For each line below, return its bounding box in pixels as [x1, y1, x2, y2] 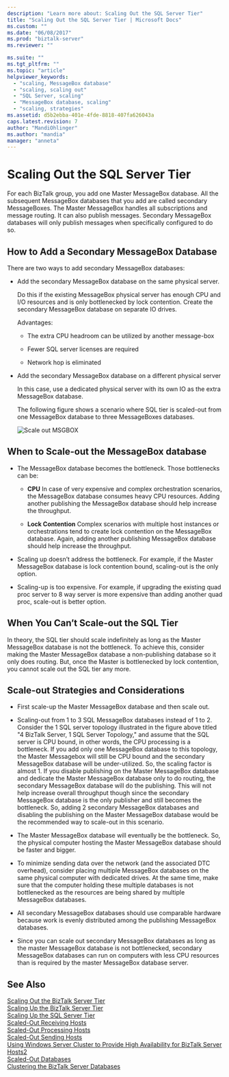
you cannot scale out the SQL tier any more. [7, 665, 131, 673]
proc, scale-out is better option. [16, 597, 107, 606]
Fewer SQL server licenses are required [27, 345, 139, 353]
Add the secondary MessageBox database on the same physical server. [16, 277, 220, 285]
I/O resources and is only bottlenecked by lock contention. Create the [16, 298, 213, 306]
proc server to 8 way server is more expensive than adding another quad [16, 590, 223, 598]
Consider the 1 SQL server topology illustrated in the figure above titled [16, 723, 217, 731]
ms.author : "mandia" [7, 131, 66, 138]
